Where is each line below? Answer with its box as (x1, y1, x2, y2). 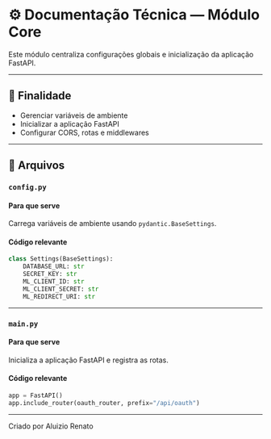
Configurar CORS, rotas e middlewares (19, 128, 149, 137)
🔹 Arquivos (8, 159, 65, 173)
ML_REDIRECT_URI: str (23, 292, 95, 300)
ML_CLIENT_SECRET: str (23, 285, 99, 293)
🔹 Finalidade (8, 89, 72, 102)
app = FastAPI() (8, 391, 63, 400)
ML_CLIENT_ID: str (23, 278, 85, 286)
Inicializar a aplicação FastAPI (19, 119, 119, 128)
